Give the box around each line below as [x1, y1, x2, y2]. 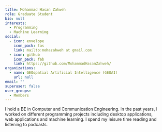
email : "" [5, 79, 25, 84]
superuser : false [5, 83, 40, 89]
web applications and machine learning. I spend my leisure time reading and [5, 116, 157, 122]
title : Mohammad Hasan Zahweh [5, 7, 66, 12]
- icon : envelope [9, 39, 44, 44]
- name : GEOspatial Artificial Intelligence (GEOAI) [9, 70, 118, 75]
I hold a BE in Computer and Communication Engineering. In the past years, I [5, 106, 158, 112]
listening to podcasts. [5, 122, 48, 128]
